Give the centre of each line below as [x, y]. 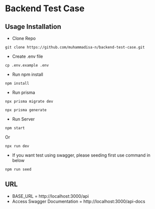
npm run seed [18, 169]
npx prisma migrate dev [29, 101]
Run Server [23, 119]
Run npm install [28, 74]
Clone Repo [24, 38]
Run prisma [24, 93]
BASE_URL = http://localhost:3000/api [50, 196]
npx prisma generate [26, 110]
